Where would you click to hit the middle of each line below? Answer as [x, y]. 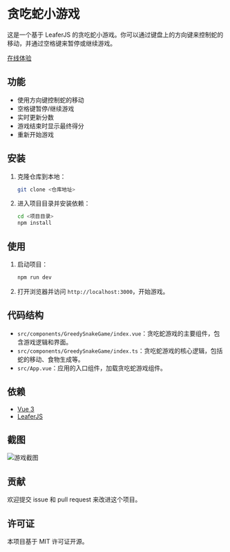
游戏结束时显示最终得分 [50, 126]
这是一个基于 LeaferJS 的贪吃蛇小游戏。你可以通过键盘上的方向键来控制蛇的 [115, 35]
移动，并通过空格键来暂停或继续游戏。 [61, 43]
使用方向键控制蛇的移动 [50, 100]
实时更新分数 [35, 117]
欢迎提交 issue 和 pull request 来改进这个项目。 [74, 499]
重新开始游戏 [35, 134]
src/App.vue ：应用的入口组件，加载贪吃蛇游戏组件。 [92, 368]
